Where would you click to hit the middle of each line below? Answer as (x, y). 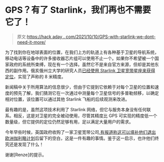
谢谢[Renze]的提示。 (26, 155)
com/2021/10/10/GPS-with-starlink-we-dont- (111, 37)
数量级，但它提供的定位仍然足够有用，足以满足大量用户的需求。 (69, 121)
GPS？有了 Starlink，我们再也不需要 (78, 10)
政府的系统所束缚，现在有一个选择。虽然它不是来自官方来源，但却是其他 (82, 64)
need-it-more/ (31, 42)
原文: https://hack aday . (41, 37)
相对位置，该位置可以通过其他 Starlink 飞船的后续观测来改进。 (67, 99)
